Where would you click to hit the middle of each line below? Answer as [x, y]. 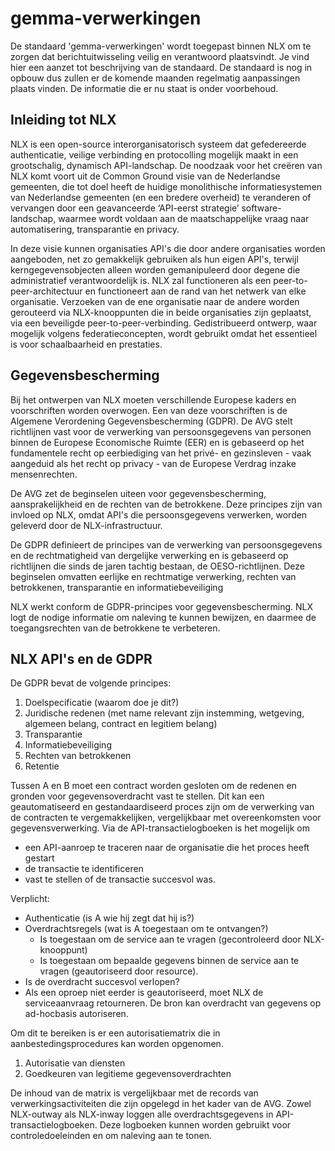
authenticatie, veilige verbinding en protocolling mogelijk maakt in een [154, 154]
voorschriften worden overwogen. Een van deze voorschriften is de [149, 410]
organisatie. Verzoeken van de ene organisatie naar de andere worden [155, 301]
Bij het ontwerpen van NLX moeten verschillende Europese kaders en [153, 399]
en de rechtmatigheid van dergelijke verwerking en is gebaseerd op [149, 555]
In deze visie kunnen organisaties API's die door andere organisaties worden [168, 248]
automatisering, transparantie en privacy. [95, 229]
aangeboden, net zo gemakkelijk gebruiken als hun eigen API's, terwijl [154, 259]
